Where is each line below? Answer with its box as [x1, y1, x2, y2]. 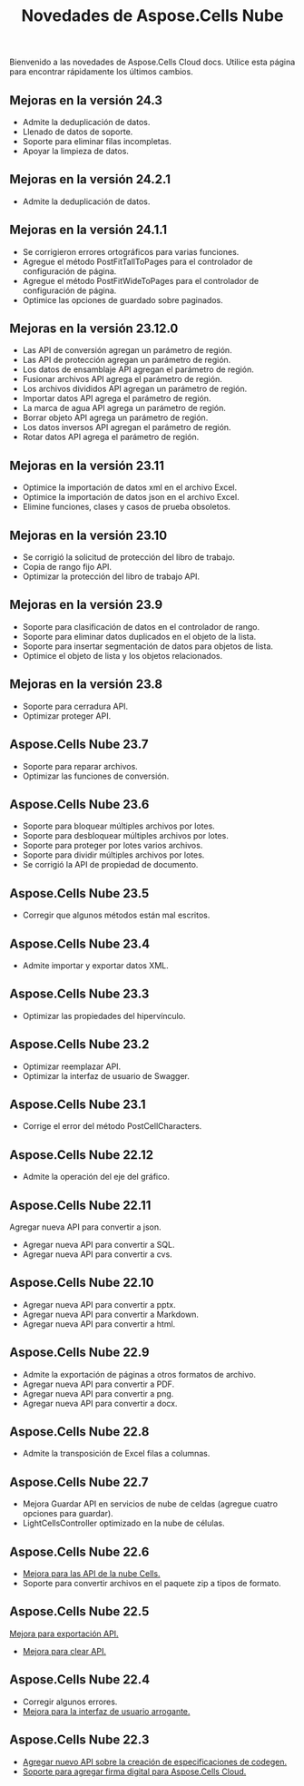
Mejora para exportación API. [9, 1628, 120, 1639]
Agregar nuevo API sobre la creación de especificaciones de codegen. [22, 1756, 288, 1767]
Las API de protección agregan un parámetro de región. [22, 355, 231, 366]
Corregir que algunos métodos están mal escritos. [22, 909, 211, 921]
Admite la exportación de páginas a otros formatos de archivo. [22, 1369, 257, 1379]
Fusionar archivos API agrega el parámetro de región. [22, 374, 222, 385]
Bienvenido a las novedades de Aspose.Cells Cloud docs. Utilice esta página [9, 56, 296, 68]
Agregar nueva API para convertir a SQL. [22, 1240, 175, 1250]
